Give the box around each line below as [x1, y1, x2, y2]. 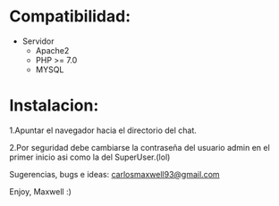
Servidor [21, 36, 55, 46]
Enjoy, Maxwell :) [9, 185, 72, 197]
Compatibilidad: [9, 6, 131, 27]
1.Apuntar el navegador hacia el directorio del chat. [9, 125, 197, 136]
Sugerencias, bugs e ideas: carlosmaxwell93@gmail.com [9, 169, 221, 179]
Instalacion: [9, 95, 99, 116]
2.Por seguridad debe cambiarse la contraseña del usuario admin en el [9, 142, 270, 152]
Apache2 [35, 45, 70, 55]
